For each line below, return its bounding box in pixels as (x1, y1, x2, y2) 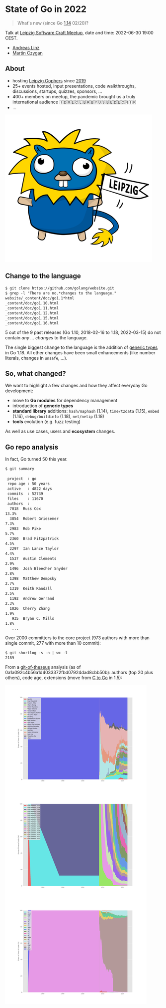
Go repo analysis (5, 443, 59, 451)
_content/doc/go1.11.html (5, 305, 59, 310)
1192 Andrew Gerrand (9, 596, 55, 601)
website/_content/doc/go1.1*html (5, 295, 75, 300)
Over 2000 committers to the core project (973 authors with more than (5, 635, 150, 641)
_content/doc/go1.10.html (5, 300, 59, 305)
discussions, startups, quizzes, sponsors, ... (12, 88, 102, 94)
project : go (7, 477, 37, 482)
